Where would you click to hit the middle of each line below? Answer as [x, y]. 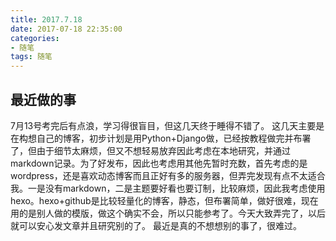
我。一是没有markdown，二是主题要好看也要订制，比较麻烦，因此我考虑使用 [168, 188]
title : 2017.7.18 [46, 19]
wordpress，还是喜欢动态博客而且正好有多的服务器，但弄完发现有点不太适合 [168, 175]
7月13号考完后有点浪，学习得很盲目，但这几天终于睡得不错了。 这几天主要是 [167, 125]
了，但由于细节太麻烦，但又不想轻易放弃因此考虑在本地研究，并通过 [150, 150]
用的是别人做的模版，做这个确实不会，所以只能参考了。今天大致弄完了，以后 [168, 213]
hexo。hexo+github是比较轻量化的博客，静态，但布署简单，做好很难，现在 [164, 200]
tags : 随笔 [31, 57]
